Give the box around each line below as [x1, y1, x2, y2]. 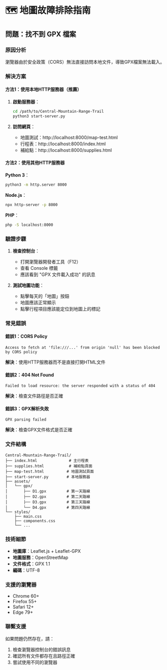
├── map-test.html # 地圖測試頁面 [5, 469, 94, 474]
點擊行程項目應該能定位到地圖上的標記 [20, 305, 101, 312]
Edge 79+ [12, 609, 34, 615]
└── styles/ [5, 509, 30, 514]
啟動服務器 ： [12, 99, 40, 105]
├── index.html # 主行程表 [5, 458, 89, 463]
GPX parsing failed [5, 417, 47, 422]
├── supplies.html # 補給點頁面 [5, 463, 93, 469]
